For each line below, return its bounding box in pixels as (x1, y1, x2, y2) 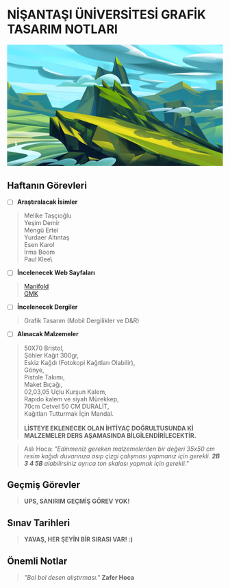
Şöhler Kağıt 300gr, (23, 351, 79, 360)
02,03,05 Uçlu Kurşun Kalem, (23, 388, 107, 396)
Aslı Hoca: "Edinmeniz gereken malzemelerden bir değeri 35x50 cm (23, 445, 216, 453)
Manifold (23, 282, 49, 291)
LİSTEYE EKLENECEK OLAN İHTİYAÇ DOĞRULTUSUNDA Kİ (23, 424, 194, 432)
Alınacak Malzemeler (16, 330, 79, 338)
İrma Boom (23, 248, 55, 257)
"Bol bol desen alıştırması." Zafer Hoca (23, 573, 135, 581)
